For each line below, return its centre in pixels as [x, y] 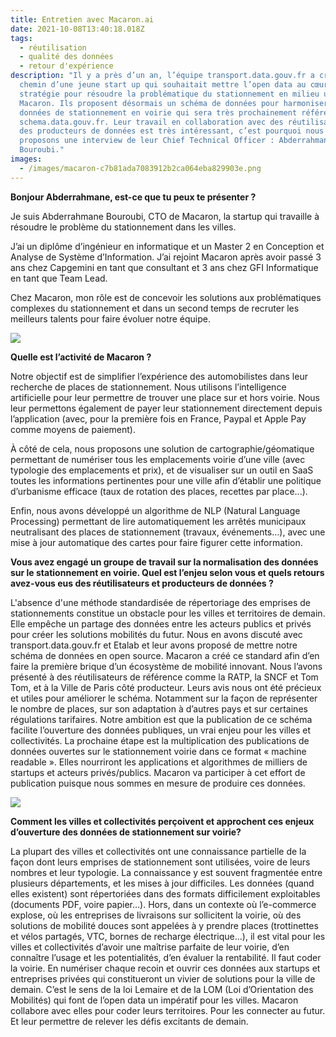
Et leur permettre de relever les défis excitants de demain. [129, 1021]
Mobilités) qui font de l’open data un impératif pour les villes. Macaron [154, 1000]
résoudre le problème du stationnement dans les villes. [123, 227]
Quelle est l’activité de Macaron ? [81, 357]
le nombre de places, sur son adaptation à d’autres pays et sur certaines [159, 708]
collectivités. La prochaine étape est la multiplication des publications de [160, 740]
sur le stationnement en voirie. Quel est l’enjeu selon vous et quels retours [167, 572]
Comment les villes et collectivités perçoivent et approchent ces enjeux [162, 821]
